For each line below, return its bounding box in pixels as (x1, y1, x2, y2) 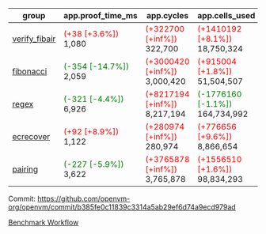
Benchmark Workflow (8, 217, 79, 227)
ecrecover (12, 131, 51, 142)
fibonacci (12, 66, 47, 77)
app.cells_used (197, 10, 256, 21)
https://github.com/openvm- (37, 194, 131, 203)
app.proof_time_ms (63, 10, 139, 21)
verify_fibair (12, 33, 56, 44)
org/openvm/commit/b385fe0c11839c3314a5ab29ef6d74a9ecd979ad (8, 202, 236, 212)
